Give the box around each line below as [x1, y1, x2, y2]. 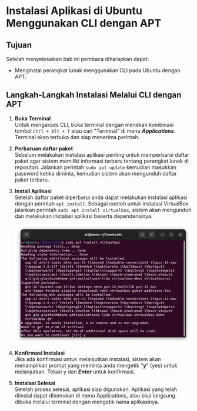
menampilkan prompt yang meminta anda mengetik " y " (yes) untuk [14, 362, 178, 369]
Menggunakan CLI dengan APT [6, 16, 162, 30]
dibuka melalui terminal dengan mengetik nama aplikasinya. [14, 398, 160, 406]
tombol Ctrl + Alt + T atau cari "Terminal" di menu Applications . [14, 127, 176, 134]
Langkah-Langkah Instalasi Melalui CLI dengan [6, 90, 182, 100]
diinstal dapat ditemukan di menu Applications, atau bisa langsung [14, 392, 175, 399]
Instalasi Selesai [14, 380, 56, 387]
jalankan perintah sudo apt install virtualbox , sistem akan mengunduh [14, 206, 192, 213]
